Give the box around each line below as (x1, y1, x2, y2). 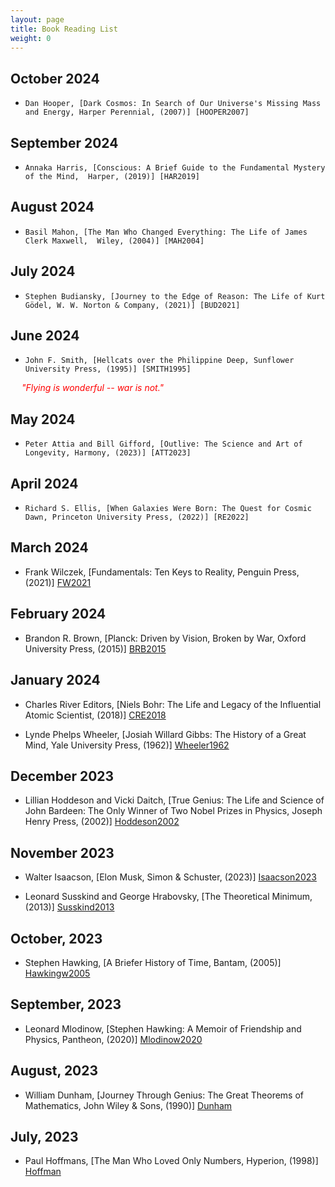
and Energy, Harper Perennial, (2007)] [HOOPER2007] (24, 107, 250, 118)
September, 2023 (10, 996, 122, 1013)
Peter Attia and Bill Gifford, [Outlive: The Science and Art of (24, 439, 303, 450)
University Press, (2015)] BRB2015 (24, 642, 167, 655)
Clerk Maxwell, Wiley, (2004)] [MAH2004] (24, 236, 205, 246)
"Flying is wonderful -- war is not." (21, 382, 165, 394)
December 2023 (10, 767, 115, 785)
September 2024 (10, 134, 119, 151)
